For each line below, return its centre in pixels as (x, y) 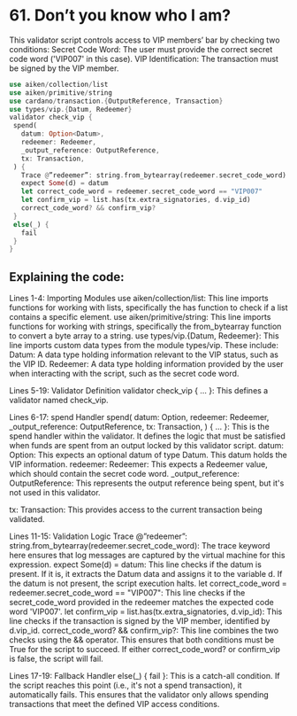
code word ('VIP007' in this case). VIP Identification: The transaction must (144, 58)
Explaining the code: (67, 277)
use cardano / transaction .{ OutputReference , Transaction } (116, 101)
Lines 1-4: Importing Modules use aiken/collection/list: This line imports (139, 299)
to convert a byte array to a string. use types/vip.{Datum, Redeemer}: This (145, 336)
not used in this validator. (55, 493)
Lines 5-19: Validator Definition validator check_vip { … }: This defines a (139, 391)
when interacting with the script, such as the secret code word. (124, 374)
